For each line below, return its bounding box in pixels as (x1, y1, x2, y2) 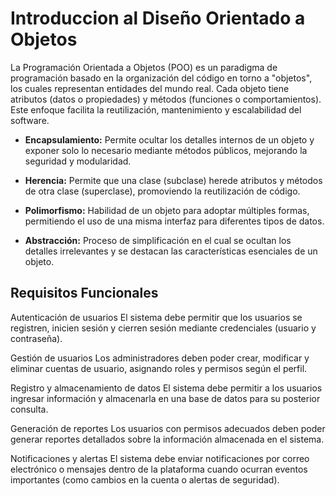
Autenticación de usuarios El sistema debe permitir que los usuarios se (10, 311, 303, 323)
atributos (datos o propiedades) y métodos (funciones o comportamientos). (10, 93, 322, 105)
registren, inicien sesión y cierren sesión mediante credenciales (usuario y (10, 322, 317, 334)
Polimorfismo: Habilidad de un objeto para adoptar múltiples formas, (24, 204, 310, 216)
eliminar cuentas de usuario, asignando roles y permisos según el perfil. (10, 362, 308, 374)
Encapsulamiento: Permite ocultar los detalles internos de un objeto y (24, 133, 315, 146)
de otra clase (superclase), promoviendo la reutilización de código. (24, 185, 301, 197)
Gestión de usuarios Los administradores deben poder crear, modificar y (10, 352, 310, 364)
